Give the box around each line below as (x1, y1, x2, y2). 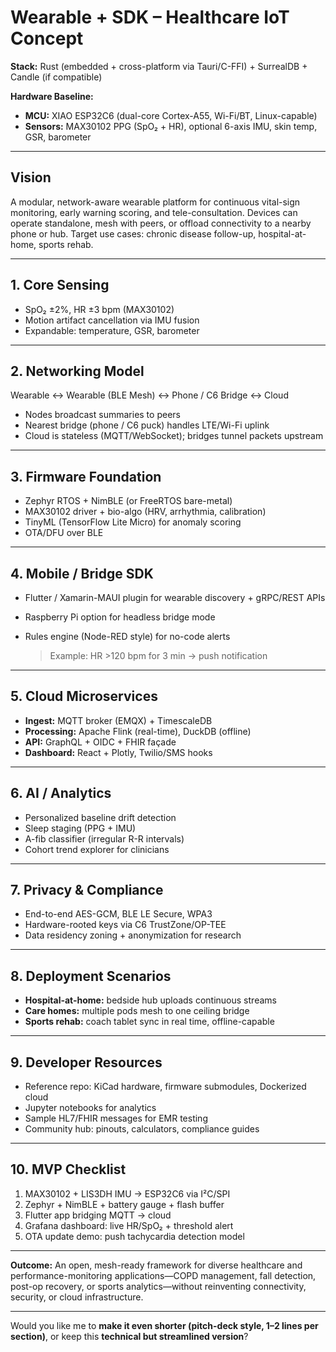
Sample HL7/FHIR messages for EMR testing (24, 1112, 208, 1125)
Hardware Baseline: (10, 90, 94, 102)
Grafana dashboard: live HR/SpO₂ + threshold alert (24, 1219, 234, 1231)
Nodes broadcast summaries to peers (24, 409, 181, 421)
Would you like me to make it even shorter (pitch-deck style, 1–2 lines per (10, 1319, 319, 1331)
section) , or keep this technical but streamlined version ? (10, 1330, 249, 1342)
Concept (10, 27, 84, 50)
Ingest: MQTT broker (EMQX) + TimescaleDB (24, 714, 213, 726)
